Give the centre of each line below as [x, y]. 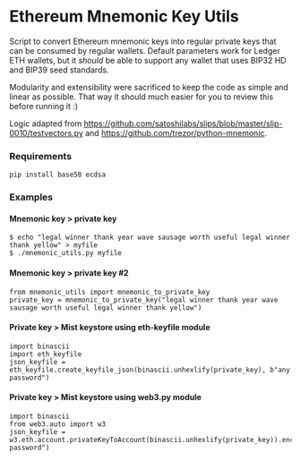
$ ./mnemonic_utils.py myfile [66, 253]
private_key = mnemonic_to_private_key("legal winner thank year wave [144, 300]
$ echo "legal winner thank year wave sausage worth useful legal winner [150, 238]
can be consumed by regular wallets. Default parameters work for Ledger [145, 50]
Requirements [41, 156]
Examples [31, 197]
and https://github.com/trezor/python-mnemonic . [176, 132]
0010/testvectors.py [46, 132]
